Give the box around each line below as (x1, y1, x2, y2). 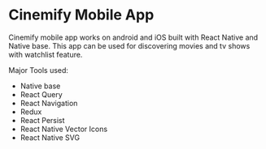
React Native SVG (20, 132, 80, 143)
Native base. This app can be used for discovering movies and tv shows (8, 40, 251, 50)
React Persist (20, 115, 65, 125)
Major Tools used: (8, 65, 69, 74)
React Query (20, 89, 63, 99)
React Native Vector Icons (20, 124, 108, 134)
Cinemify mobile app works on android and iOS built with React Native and (8, 32, 259, 42)
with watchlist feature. (8, 49, 83, 59)
